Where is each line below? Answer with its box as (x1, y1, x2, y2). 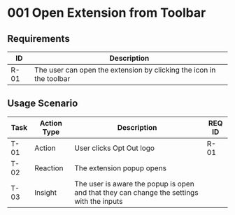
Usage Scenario (7, 98, 78, 110)
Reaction (34, 163, 64, 172)
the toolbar (34, 74, 71, 83)
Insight (34, 187, 57, 197)
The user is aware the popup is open (74, 179, 194, 188)
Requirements (7, 33, 70, 45)
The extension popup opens (74, 163, 166, 172)
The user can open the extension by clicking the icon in (34, 65, 216, 75)
